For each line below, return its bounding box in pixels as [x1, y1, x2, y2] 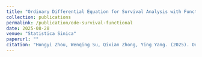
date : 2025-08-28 [6, 25, 50, 31]
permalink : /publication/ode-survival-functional [6, 20, 133, 26]
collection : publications [6, 14, 71, 20]
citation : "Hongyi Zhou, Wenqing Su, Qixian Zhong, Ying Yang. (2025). [6, 42, 189, 48]
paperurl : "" [6, 36, 39, 42]
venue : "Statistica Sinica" [6, 31, 77, 37]
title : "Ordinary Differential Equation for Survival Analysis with [6, 8, 182, 15]
